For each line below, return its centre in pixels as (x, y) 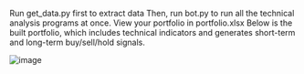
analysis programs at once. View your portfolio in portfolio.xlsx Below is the (151, 23)
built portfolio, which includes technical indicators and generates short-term (152, 32)
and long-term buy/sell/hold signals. (78, 42)
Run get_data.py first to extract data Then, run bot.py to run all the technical (152, 13)
